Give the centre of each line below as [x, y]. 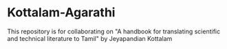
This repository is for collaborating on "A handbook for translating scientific [114, 31]
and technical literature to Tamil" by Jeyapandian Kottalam [90, 38]
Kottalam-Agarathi [61, 13]
